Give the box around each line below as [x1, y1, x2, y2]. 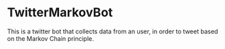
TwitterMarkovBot [7, 5, 113, 20]
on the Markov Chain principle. [7, 34, 95, 42]
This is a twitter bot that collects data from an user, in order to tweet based [7, 27, 218, 35]
